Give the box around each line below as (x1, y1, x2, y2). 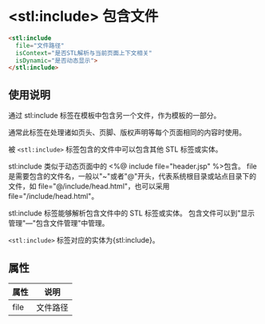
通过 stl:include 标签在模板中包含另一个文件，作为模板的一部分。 (8, 111, 221, 121)
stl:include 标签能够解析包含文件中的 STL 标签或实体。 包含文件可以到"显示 (8, 208, 255, 218)
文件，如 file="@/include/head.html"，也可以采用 (8, 181, 170, 192)
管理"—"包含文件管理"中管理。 (8, 219, 109, 228)
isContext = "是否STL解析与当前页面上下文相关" (15, 49, 153, 57)
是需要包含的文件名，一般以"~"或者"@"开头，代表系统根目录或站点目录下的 (8, 172, 257, 181)
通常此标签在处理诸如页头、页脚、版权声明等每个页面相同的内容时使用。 (8, 128, 246, 137)
